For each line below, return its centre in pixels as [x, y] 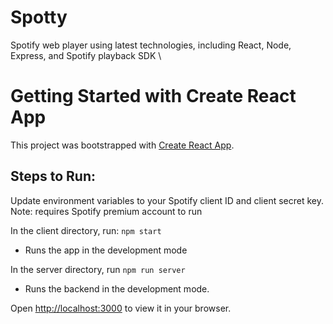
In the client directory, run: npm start [86, 230]
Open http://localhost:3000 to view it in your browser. [121, 308]
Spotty [39, 17]
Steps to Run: [53, 176]
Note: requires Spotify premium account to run [106, 211]
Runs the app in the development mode [106, 250]
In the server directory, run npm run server [98, 269]
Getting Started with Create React [153, 96]
